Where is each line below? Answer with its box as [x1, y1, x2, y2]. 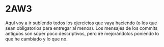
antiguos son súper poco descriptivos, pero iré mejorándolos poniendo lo [5, 30, 159, 36]
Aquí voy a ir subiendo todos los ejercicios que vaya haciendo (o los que [5, 20, 157, 26]
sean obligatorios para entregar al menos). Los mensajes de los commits [5, 25, 158, 31]
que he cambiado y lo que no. [5, 36, 68, 42]
